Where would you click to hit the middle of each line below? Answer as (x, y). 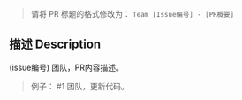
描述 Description (55, 45)
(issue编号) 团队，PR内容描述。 (66, 67)
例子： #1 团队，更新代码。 (80, 86)
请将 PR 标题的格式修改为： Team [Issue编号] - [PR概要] (132, 14)
